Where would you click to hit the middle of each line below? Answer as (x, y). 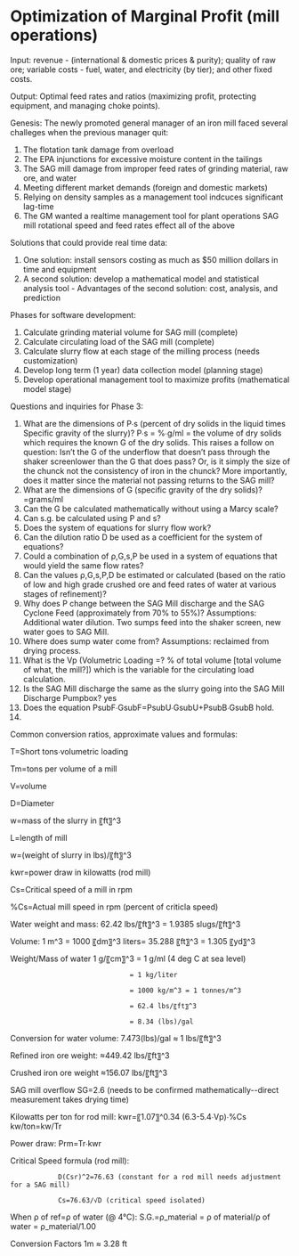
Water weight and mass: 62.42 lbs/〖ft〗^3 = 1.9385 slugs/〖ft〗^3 (125, 924)
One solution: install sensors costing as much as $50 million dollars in (150, 259)
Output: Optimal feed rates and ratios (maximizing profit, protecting (133, 96)
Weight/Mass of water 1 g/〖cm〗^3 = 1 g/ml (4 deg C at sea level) (128, 958)
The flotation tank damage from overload (98, 150)
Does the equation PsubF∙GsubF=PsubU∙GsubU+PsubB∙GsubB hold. (149, 707)
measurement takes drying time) (70, 1099)
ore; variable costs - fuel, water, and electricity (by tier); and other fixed (141, 69)
